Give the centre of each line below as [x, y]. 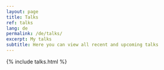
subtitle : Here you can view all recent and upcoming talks [83, 45]
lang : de [17, 28]
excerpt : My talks [29, 39]
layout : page [22, 12]
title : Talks [22, 17]
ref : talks [20, 23]
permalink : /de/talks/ [34, 34]
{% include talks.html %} [37, 61]
